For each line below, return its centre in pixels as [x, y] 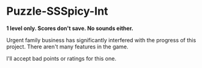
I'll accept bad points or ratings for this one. [61, 58]
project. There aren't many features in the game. [67, 47]
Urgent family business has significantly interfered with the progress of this [101, 40]
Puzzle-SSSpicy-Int [57, 11]
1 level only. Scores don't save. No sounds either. [70, 28]
